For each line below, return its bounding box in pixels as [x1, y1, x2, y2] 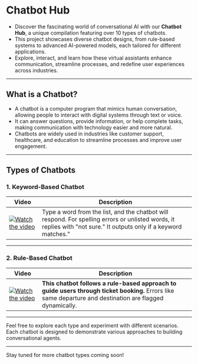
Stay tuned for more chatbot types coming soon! [6, 351, 124, 358]
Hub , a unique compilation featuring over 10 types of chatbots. [14, 29, 167, 36]
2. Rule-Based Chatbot [6, 254, 72, 262]
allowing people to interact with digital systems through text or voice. [14, 111, 183, 118]
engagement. [14, 143, 47, 150]
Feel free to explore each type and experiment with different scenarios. [6, 322, 179, 329]
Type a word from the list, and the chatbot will [42, 208, 169, 216]
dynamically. [42, 301, 77, 309]
